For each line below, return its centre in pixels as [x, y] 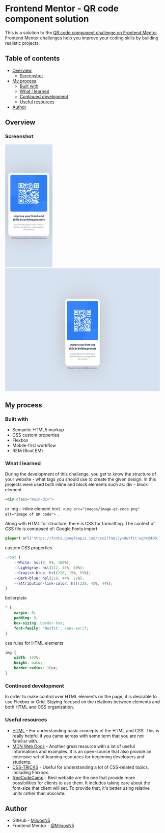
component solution [47, 19]
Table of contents [32, 59]
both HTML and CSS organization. [40, 707]
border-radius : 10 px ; [36, 668]
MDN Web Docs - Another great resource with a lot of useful [73, 746]
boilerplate [16, 598]
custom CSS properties [29, 548]
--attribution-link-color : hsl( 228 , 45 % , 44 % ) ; [63, 583]
